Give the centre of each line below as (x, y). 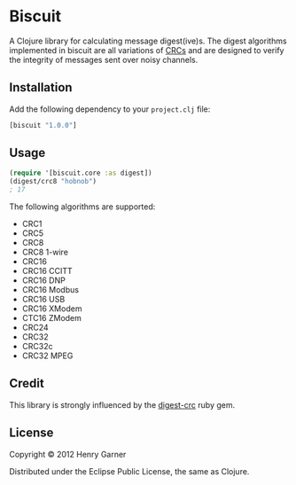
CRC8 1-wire (45, 252)
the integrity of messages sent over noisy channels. (104, 59)
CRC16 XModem (52, 309)
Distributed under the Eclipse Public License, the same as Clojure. (129, 471)
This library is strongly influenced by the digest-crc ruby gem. (122, 404)
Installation (41, 87)
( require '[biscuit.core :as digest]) (81, 173)
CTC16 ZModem (52, 318)
